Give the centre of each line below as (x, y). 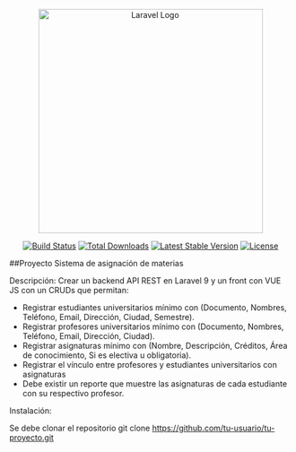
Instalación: (30, 411)
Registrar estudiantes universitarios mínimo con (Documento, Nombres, (154, 308)
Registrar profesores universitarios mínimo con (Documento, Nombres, (153, 326)
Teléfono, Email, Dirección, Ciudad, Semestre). (108, 317)
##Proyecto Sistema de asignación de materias (96, 263)
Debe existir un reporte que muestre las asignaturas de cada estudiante (155, 384)
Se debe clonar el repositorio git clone (80, 428)
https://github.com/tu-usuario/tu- (213, 428)
